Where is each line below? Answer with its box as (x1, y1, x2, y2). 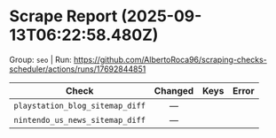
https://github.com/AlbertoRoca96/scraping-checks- (74, 54, 268, 65)
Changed (154, 84, 194, 96)
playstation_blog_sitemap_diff (13, 100, 146, 111)
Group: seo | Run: (9, 54, 73, 65)
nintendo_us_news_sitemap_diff (13, 115, 146, 125)
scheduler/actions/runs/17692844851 (9, 64, 146, 74)
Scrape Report (9, 6, 118, 27)
